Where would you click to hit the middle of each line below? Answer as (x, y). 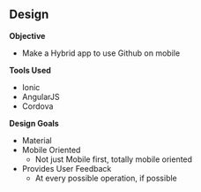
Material (37, 140)
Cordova (37, 106)
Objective (27, 35)
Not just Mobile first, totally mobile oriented (113, 159)
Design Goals (34, 123)
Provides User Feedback (67, 168)
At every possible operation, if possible (106, 178)
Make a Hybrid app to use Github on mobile (101, 53)
